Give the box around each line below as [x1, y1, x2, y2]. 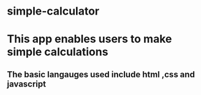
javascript [7, 79, 47, 89]
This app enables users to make [7, 32, 172, 46]
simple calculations [7, 45, 108, 59]
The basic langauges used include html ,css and [7, 69, 195, 80]
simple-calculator [7, 4, 100, 18]
